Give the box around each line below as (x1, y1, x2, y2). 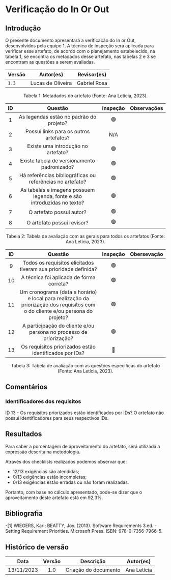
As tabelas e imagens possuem (20, 187, 95, 193)
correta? (48, 280, 69, 287)
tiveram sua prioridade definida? (19, 266, 97, 273)
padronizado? (41, 164, 74, 170)
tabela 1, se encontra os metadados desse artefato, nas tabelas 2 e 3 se (5, 53, 156, 60)
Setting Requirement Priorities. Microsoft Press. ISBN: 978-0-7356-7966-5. (5, 528, 163, 534)
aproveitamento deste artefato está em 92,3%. (5, 495, 103, 501)
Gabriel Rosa (76, 80, 108, 86)
